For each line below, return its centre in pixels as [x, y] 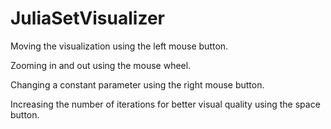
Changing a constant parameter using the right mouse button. [137, 84]
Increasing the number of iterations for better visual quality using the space [165, 104]
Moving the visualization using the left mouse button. [119, 46]
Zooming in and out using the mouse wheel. [101, 65]
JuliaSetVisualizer [87, 18]
